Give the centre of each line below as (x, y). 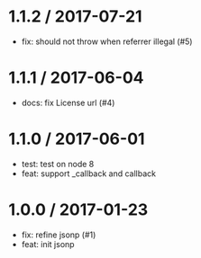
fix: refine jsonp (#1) (59, 235)
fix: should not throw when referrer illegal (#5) (107, 41)
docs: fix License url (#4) (68, 102)
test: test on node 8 (58, 164)
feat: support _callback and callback (89, 173)
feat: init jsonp (48, 244)
